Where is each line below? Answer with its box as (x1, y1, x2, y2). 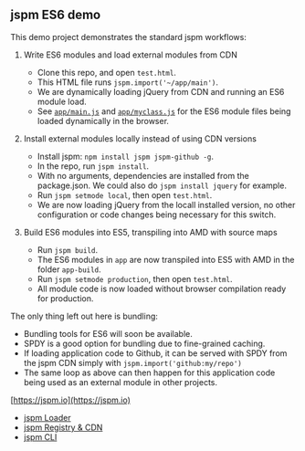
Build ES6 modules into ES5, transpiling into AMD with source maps (23, 226, 278, 237)
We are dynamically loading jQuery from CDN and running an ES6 (37, 86, 285, 97)
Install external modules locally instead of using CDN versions (23, 132, 257, 144)
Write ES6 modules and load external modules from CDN (23, 49, 238, 60)
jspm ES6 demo (10, 7, 101, 23)
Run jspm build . (37, 244, 99, 255)
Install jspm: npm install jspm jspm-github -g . (37, 151, 214, 162)
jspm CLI (23, 431, 58, 442)
